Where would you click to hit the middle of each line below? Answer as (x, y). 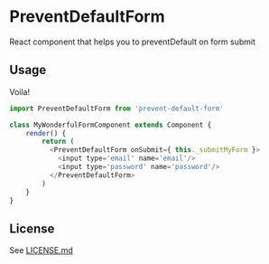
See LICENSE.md (42, 250)
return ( (58, 142)
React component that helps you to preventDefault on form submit (132, 42)
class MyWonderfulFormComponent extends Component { (111, 125)
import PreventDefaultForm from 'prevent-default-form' (116, 108)
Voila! (20, 91)
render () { (46, 133)
